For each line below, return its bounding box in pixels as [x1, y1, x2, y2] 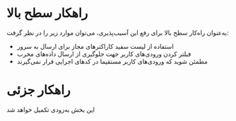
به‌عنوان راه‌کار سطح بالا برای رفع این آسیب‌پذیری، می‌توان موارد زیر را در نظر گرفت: [6, 28, 229, 37]
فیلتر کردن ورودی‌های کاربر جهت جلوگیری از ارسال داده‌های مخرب [16, 50, 191, 58]
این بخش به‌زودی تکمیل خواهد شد [6, 105, 95, 114]
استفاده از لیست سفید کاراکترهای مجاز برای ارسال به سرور [16, 42, 174, 50]
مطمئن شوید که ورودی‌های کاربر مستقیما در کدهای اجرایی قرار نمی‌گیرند [16, 57, 208, 65]
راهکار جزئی [6, 82, 71, 98]
